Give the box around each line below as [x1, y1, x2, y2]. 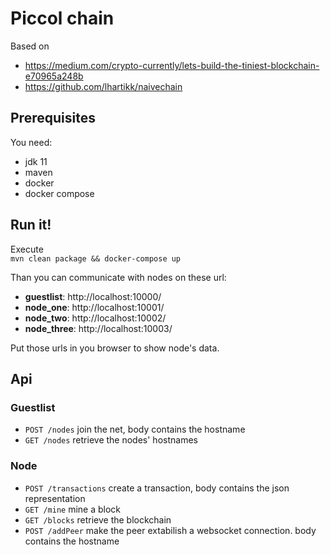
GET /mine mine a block [24, 503, 122, 515]
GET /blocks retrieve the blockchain [24, 513, 172, 526]
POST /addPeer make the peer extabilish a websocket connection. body [24, 524, 317, 536]
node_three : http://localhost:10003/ [24, 322, 173, 334]
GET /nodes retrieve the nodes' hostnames [24, 434, 198, 446]
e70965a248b [24, 70, 84, 82]
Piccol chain [10, 7, 115, 30]
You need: [10, 136, 53, 148]
